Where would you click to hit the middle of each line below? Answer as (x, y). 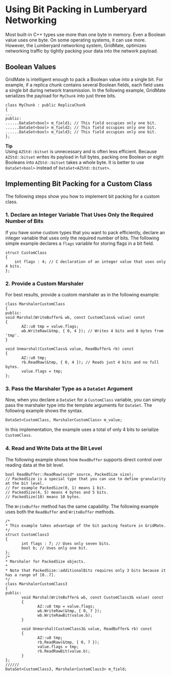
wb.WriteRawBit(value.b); (65, 615)
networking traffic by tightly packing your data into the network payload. (82, 51)
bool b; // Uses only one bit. (55, 548)
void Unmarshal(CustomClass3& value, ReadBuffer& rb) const (87, 629)
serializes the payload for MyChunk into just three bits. (61, 95)
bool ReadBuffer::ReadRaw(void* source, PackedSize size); (70, 474)
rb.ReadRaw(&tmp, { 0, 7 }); (69, 642)
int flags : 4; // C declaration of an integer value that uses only (90, 262)
